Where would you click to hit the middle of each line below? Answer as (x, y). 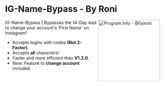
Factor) (20, 47)
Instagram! (16, 33)
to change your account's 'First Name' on (47, 27)
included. (22, 68)
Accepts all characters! (36, 53)
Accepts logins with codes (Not (44, 42)
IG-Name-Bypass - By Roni (61, 9)
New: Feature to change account (46, 63)
